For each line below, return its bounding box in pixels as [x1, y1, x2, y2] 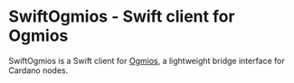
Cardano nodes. [8, 65, 69, 76]
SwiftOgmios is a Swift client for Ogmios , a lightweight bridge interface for [8, 55, 286, 66]
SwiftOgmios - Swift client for [8, 6, 236, 27]
